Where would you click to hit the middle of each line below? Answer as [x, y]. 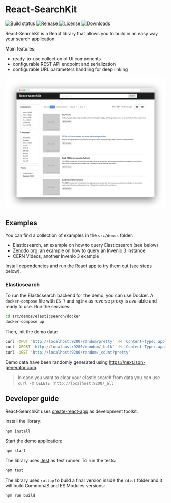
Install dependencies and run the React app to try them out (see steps [78, 266]
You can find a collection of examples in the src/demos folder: [69, 235]
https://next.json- [127, 362]
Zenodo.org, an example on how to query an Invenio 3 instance [79, 250]
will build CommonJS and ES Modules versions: [55, 486]
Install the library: [23, 421]
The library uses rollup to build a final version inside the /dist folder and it [84, 480]
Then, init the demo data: [32, 332]
